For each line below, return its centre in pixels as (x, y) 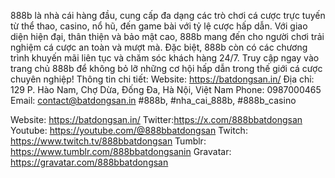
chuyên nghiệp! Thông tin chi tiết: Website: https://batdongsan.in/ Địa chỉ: (162, 79)
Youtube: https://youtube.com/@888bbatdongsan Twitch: (129, 130)
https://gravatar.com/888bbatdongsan (89, 162)
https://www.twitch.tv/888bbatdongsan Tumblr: (108, 141)
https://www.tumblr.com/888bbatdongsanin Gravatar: (121, 151)
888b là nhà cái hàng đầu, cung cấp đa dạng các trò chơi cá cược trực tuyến (168, 15)
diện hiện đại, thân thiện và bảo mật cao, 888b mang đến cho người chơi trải (167, 36)
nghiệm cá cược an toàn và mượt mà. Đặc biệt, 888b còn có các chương (159, 47)
